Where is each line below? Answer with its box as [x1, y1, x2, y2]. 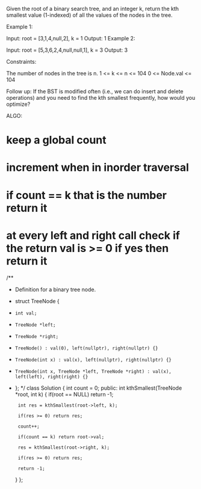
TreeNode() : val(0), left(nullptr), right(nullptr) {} [14, 345, 158, 351]
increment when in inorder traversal [6, 161, 190, 174]
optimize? [6, 100, 31, 108]
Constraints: [6, 58, 37, 65]
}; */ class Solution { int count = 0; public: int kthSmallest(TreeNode [14, 384, 182, 392]
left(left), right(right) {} [14, 374, 88, 380]
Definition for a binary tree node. [14, 286, 96, 293]
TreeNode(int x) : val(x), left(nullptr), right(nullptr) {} [14, 357, 172, 363]
